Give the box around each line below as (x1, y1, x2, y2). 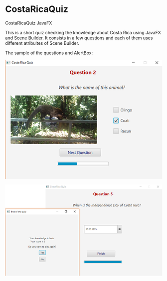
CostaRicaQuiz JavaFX (5, 20, 52, 26)
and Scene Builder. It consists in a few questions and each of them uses (5, 35, 153, 41)
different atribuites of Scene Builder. (5, 40, 80, 46)
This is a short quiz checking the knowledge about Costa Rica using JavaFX (5, 29, 161, 35)
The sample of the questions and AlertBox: (5, 50, 93, 56)
